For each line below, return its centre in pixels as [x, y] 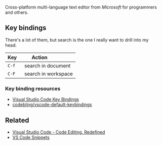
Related [17, 120]
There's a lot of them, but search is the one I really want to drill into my [77, 40]
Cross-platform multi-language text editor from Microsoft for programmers [81, 7]
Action [40, 57]
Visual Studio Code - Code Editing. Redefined [59, 132]
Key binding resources [33, 89]
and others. [17, 12]
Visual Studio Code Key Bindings [45, 99]
